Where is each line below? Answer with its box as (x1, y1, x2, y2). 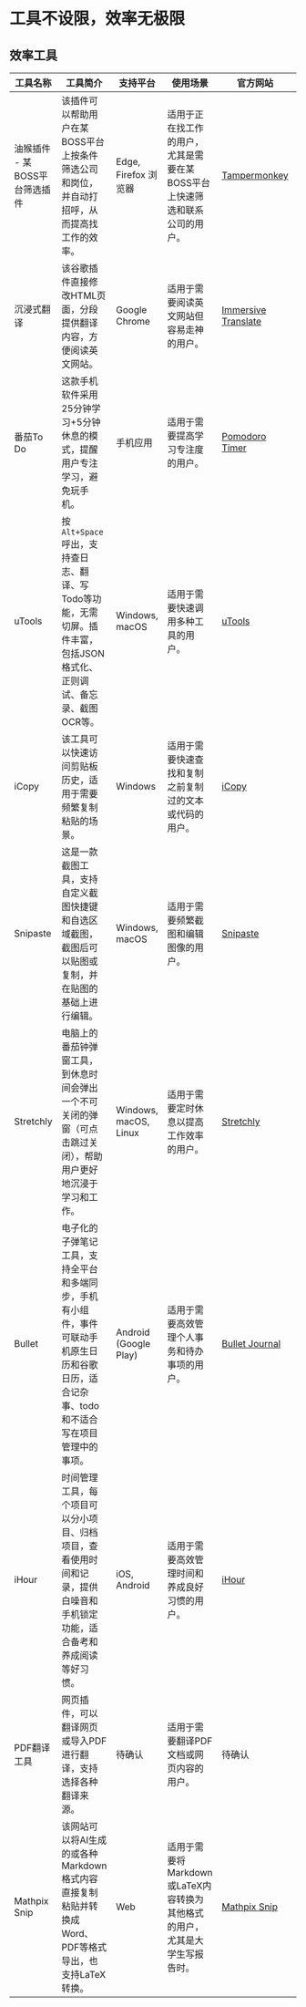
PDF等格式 (61, 1941, 107, 1953)
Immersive (221, 304, 267, 316)
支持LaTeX (61, 1969, 107, 1981)
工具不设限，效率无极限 (9, 8, 186, 29)
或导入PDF (61, 1734, 107, 1747)
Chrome (116, 316, 150, 327)
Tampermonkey (221, 170, 289, 181)
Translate (221, 316, 262, 327)
